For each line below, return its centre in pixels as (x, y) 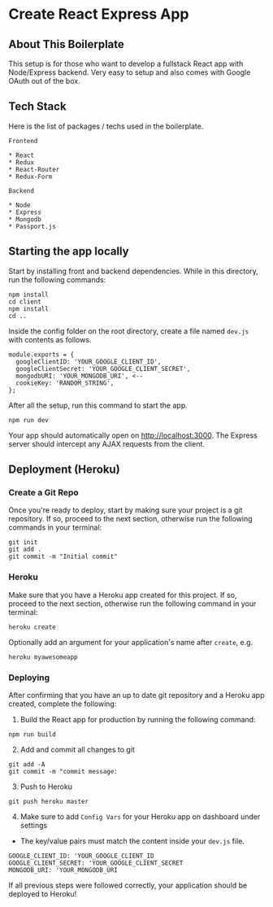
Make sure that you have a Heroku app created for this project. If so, (123, 595)
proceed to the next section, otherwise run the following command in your (132, 604)
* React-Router (34, 169)
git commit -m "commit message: (63, 771)
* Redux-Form (30, 177)
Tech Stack (37, 107)
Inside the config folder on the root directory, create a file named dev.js (129, 331)
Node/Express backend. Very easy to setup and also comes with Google (130, 72)
